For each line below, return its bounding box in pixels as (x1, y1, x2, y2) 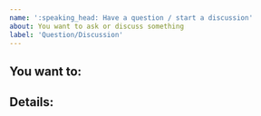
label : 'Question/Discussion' (9, 30, 124, 39)
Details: (9, 94, 54, 110)
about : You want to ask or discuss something (9, 22, 184, 31)
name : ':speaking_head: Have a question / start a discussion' (9, 13, 254, 23)
